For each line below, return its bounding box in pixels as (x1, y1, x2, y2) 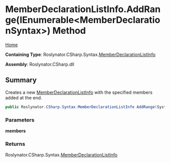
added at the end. (5, 94, 42, 100)
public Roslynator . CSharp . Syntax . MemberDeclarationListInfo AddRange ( (5, 104, 157, 110)
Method (52, 25, 86, 36)
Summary (5, 76, 37, 84)
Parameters (5, 116, 34, 123)
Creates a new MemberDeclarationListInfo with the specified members (5, 89, 153, 95)
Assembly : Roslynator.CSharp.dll (5, 61, 74, 67)
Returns (5, 140, 25, 147)
